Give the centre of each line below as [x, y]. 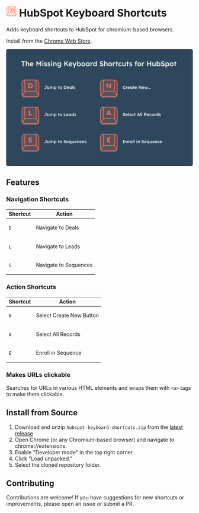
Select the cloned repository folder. [58, 464]
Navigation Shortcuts [38, 200]
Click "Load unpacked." [44, 459]
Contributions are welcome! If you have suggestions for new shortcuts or [95, 498]
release [24, 433]
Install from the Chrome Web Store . [49, 41]
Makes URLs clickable [38, 375]
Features [23, 183]
